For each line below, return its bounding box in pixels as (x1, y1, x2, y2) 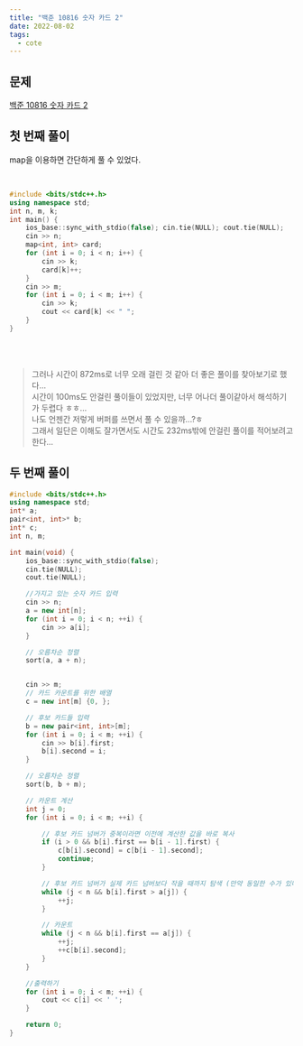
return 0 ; (25, 1021, 63, 1030)
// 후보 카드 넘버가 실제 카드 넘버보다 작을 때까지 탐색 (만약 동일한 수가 (41, 879, 281, 888)
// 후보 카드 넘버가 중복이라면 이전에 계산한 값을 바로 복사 (41, 829, 234, 838)
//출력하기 (25, 978, 59, 988)
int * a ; (9, 506, 39, 515)
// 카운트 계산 (25, 796, 73, 805)
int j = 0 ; (25, 804, 67, 813)
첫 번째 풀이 (9, 128, 70, 144)
